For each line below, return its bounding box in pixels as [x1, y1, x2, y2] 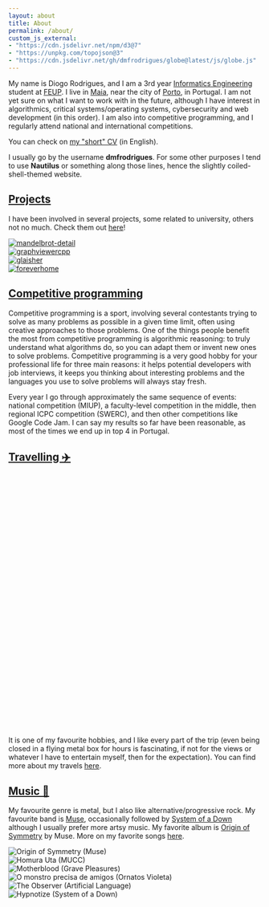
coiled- [227, 161, 251, 170]
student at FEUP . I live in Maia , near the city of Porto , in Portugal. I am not [8, 87, 251, 96]
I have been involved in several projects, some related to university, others [8, 214, 255, 223]
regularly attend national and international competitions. [8, 121, 194, 131]
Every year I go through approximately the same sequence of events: [8, 392, 237, 401]
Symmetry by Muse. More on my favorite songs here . [8, 832, 185, 841]
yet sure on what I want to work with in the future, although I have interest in [8, 96, 260, 105]
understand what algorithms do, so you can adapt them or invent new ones [8, 342, 257, 352]
